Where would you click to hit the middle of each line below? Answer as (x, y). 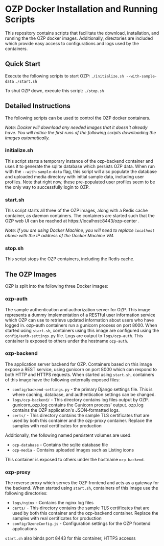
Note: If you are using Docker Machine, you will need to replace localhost (80, 230)
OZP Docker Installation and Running (82, 9)
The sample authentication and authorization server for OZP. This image (78, 309)
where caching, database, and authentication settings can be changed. (84, 394)
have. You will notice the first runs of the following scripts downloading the (81, 132)
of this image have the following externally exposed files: (62, 380)
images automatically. (27, 138)
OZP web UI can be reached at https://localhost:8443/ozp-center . (72, 221)
